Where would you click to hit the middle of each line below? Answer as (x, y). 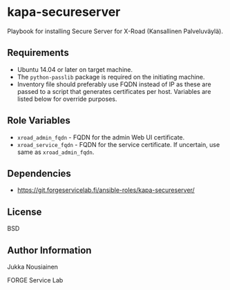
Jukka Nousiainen (33, 267)
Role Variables (39, 120)
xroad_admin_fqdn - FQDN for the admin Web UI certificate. (101, 137)
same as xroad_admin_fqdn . (56, 152)
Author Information (49, 250)
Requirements (38, 53)
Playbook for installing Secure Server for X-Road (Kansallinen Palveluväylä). (115, 31)
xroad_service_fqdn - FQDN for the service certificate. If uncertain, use (118, 144)
